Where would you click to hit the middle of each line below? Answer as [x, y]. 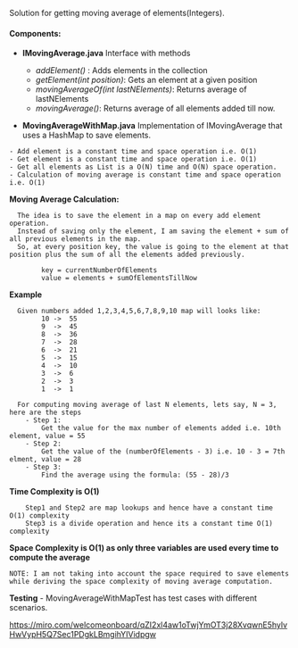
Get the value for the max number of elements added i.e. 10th [161, 428]
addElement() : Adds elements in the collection [121, 71]
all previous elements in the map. [75, 239]
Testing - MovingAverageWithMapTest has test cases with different [133, 598]
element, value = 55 [48, 436]
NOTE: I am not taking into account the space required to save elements [149, 574]
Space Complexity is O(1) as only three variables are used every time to [144, 548]
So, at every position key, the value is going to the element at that [153, 247]
